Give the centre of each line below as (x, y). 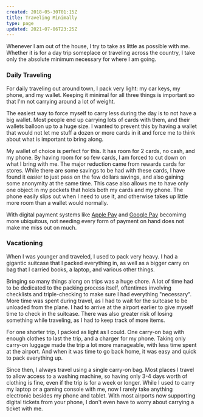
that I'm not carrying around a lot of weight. (61, 101)
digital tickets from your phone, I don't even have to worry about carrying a (100, 402)
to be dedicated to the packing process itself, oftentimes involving (89, 288)
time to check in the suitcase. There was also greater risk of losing (90, 313)
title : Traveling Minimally (42, 18)
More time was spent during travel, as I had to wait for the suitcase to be (97, 301)
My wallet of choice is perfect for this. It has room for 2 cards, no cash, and (101, 151)
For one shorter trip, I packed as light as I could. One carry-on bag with (95, 332)
